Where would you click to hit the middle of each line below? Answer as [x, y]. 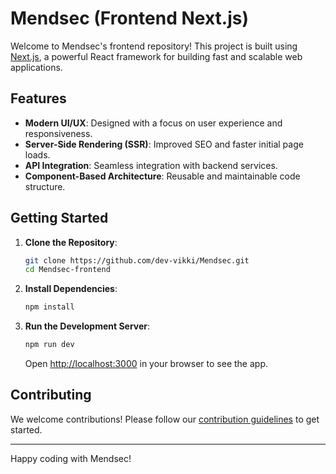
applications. [36, 67]
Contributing [51, 395]
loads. [37, 154]
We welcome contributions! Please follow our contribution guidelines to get [165, 419]
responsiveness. [58, 133]
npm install [49, 307]
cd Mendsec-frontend [67, 270]
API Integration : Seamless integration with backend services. [151, 165]
